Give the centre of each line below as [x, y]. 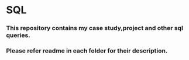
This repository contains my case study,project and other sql [94, 28]
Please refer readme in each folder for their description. [87, 51]
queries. [18, 35]
